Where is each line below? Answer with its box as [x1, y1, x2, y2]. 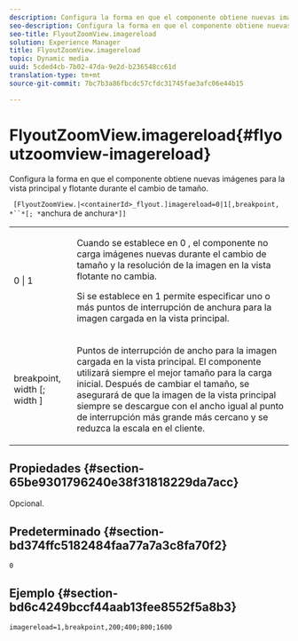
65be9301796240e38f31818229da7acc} [9, 474, 239, 489]
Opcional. [9, 498, 44, 509]
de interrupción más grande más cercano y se [76, 410, 269, 423]
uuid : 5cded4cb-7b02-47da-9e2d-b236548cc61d [9, 63, 176, 72]
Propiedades [9, 461, 82, 476]
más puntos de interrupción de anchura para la [76, 301, 272, 313]
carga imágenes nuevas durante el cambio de [76, 248, 267, 260]
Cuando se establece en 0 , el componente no [76, 236, 269, 249]
